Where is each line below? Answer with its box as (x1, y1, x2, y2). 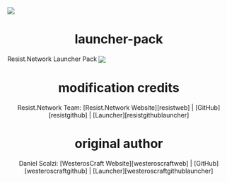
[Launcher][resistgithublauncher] (93, 111, 190, 120)
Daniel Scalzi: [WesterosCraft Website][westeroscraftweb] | (18, 159, 193, 167)
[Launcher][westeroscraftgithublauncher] (93, 166, 214, 175)
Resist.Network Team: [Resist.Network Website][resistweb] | (17, 103, 194, 112)
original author (74, 136, 163, 152)
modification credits (58, 80, 180, 96)
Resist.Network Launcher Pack (7, 55, 98, 63)
